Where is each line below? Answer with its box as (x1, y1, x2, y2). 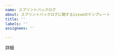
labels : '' (5, 21, 28, 26)
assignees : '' (5, 26, 35, 31)
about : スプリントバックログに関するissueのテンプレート (5, 12, 110, 17)
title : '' (5, 16, 26, 21)
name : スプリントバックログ (5, 7, 56, 12)
